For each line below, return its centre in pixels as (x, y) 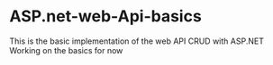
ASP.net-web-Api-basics (106, 16)
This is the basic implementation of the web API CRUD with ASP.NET (136, 41)
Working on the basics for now (66, 50)
